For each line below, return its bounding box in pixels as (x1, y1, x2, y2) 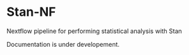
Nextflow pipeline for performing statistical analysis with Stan (6, 27, 182, 35)
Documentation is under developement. (6, 40, 120, 48)
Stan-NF (6, 4, 56, 20)
